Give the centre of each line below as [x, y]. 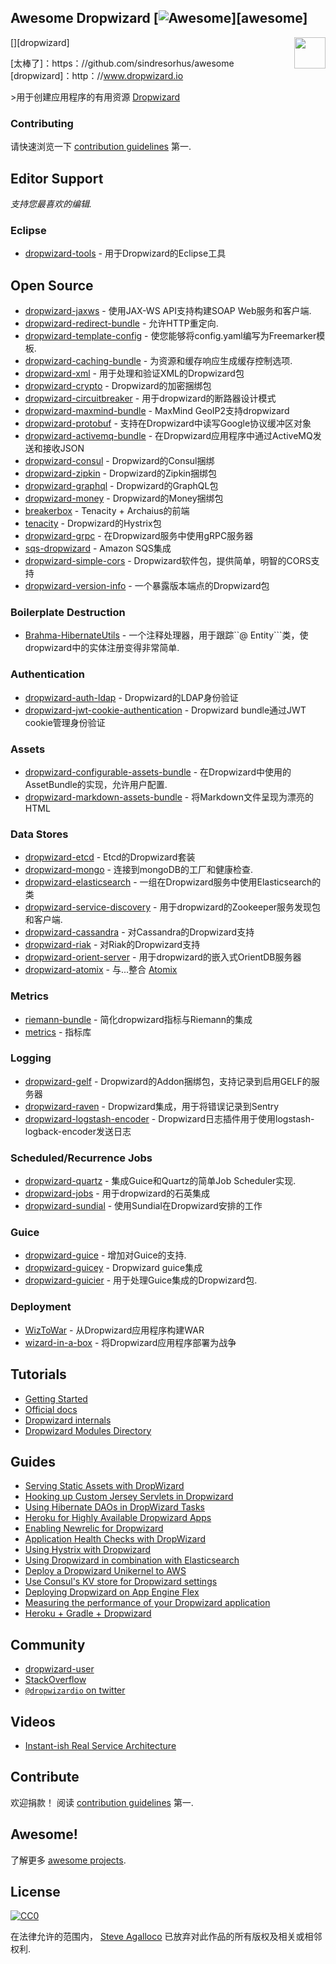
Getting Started [56, 1398]
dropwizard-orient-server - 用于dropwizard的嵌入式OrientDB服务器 [163, 957]
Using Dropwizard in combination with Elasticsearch [132, 1560]
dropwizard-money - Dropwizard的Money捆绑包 [124, 498]
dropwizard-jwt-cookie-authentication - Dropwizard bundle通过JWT [165, 710]
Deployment [41, 1307]
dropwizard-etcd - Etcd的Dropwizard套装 [110, 857]
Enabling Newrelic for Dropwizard [94, 1528]
